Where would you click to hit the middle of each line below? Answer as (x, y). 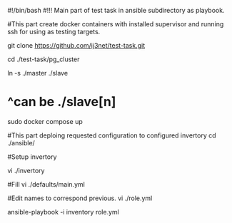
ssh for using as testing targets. (54, 32)
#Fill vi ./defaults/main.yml (46, 184)
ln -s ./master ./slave (38, 73)
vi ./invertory (26, 170)
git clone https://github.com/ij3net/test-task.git (76, 45)
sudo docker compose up (45, 121)
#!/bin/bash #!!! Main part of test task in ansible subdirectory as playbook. (116, 10)
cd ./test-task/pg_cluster (44, 59)
